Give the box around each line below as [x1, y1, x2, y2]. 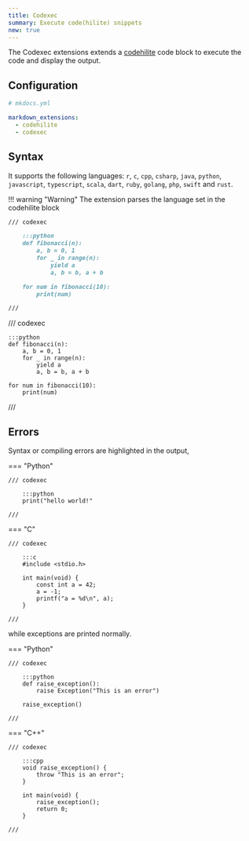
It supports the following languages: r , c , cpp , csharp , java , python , [8, 170, 222, 181]
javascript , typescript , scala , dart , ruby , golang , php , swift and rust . [8, 179, 233, 188]
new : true [8, 26, 41, 34]
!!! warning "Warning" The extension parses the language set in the [8, 194, 225, 204]
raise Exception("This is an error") [36, 687, 159, 695]
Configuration [8, 79, 79, 92]
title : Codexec [8, 11, 58, 20]
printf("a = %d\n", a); [36, 594, 114, 603]
